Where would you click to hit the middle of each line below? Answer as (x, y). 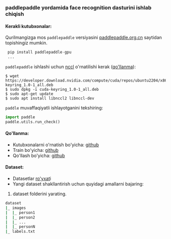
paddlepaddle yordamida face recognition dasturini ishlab (78, 8)
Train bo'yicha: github (35, 150)
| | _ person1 (20, 213)
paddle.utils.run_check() (33, 122)
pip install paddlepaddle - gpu (39, 52)
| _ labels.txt (20, 232)
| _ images (16, 208)
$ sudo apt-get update (29, 94)
